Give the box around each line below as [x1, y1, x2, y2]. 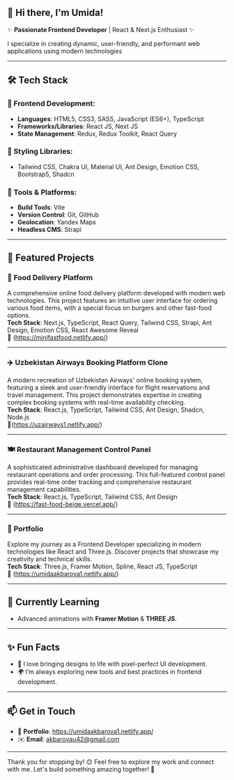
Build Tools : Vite [17, 203, 65, 212]
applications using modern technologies [7, 47, 123, 55]
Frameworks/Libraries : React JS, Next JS [17, 122, 139, 130]
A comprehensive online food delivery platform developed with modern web [7, 288, 226, 297]
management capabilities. [7, 485, 81, 494]
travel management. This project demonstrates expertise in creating [7, 391, 202, 399]
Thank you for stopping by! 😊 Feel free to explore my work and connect [7, 758, 214, 766]
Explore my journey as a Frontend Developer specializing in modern [7, 540, 202, 548]
